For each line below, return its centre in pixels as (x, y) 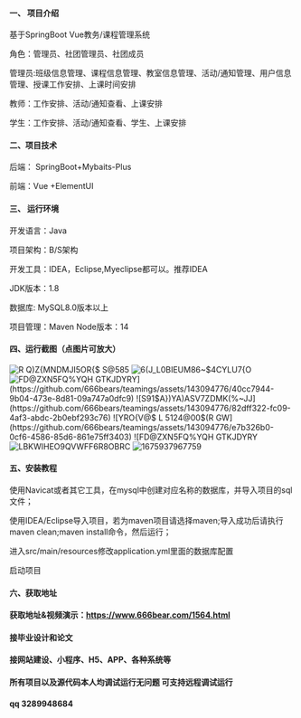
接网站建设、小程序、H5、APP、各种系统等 (90, 660)
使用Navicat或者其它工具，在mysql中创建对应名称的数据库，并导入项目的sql (151, 490)
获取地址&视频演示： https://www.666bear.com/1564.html (120, 615)
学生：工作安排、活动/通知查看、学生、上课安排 (98, 123)
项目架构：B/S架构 (44, 250)
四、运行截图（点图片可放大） (65, 349)
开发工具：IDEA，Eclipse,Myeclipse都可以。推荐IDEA (108, 269)
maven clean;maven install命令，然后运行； (90, 532)
